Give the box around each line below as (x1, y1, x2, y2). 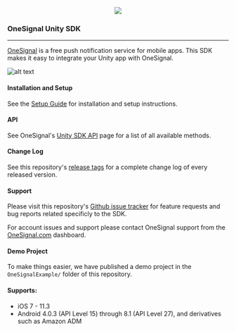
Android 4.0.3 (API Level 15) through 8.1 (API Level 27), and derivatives (17, 309, 221, 318)
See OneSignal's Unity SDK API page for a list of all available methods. (7, 131, 211, 139)
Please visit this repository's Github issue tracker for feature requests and (7, 202, 221, 211)
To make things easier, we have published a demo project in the (7, 263, 192, 271)
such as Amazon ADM (17, 317, 82, 325)
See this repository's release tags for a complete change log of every (7, 163, 208, 171)
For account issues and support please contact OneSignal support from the (7, 223, 226, 232)
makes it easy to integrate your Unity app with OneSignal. (7, 54, 174, 63)
